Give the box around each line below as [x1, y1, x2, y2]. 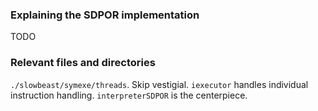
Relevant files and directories [10, 56, 156, 70]
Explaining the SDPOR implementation [10, 8, 200, 22]
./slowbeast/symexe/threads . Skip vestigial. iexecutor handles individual [10, 78, 309, 90]
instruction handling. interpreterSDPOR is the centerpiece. [10, 89, 248, 101]
